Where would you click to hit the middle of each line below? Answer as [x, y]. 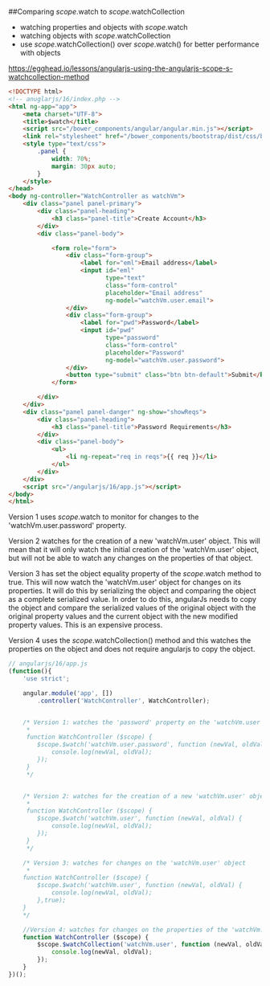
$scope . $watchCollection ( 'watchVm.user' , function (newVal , [140, 945]
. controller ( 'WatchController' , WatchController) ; [124, 701]
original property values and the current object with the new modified [123, 616]
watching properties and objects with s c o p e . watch [104, 27]
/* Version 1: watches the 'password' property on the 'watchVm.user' [143, 722]
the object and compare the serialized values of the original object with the [132, 608]
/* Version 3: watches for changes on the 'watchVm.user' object [135, 863]
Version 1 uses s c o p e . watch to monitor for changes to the [104, 517]
